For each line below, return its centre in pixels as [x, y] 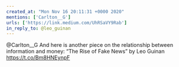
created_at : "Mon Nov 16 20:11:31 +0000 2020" [65, 12]
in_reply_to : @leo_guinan [38, 28]
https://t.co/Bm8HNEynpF [38, 58]
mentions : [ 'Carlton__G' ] [38, 17]
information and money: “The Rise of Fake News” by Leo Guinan [85, 52]
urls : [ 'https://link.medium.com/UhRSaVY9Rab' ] [67, 23]
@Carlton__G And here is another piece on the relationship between [90, 45]
